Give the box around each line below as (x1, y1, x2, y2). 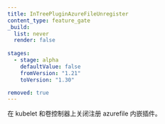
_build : (7, 23, 31, 30)
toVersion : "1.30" (20, 76, 75, 84)
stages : (7, 50, 31, 57)
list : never (14, 30, 50, 38)
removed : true (7, 89, 50, 96)
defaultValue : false (20, 63, 81, 70)
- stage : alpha (14, 57, 59, 64)
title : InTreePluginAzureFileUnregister (7, 10, 129, 18)
